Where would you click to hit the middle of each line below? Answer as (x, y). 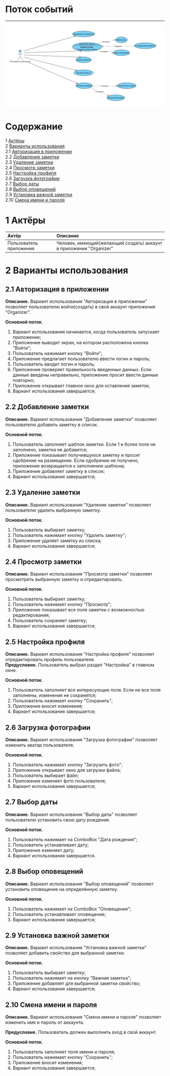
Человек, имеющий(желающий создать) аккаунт (110, 243)
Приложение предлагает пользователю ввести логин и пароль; (81, 358)
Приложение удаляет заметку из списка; (57, 541)
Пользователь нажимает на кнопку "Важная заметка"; (72, 978)
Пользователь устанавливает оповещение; (59, 914)
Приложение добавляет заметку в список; (59, 471)
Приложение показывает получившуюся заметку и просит (76, 455)
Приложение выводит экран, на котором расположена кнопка (80, 342)
